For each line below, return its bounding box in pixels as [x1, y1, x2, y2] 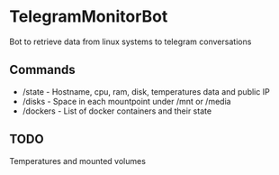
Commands [9, 62, 76, 78]
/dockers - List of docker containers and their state [22, 106, 212, 116]
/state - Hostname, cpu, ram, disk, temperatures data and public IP [22, 86, 270, 97]
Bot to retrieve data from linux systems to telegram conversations [9, 36, 252, 47]
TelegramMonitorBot [9, 6, 168, 27]
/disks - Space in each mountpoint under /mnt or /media [22, 96, 231, 106]
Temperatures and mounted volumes [9, 155, 147, 166]
